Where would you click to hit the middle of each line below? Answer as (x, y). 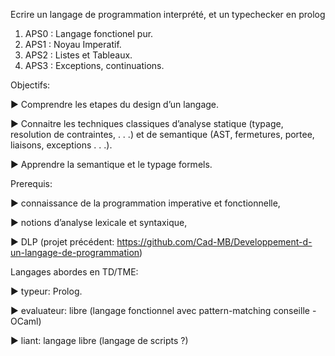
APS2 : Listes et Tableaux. (78, 55)
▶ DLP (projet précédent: (62, 242)
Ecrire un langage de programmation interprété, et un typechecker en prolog (168, 14)
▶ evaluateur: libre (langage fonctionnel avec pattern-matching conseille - (163, 310)
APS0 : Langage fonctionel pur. (89, 33)
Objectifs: (30, 85)
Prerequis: (31, 183)
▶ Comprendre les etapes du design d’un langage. (115, 104)
